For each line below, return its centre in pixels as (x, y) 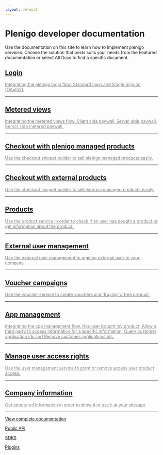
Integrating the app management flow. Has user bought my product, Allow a (81, 326)
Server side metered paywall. (34, 127)
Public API (15, 428)
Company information (39, 393)
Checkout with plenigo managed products (70, 146)
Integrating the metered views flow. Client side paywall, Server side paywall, (81, 121)
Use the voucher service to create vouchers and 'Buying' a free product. (78, 294)
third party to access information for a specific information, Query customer (81, 331)
